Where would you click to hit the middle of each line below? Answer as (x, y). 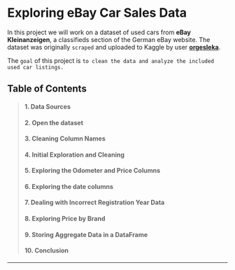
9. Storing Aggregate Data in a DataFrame (86, 234)
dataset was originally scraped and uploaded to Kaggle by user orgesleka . (114, 47)
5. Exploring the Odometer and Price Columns (92, 171)
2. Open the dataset (54, 122)
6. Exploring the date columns (69, 186)
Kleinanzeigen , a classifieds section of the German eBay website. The (109, 39)
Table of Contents (47, 89)
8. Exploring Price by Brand (65, 219)
